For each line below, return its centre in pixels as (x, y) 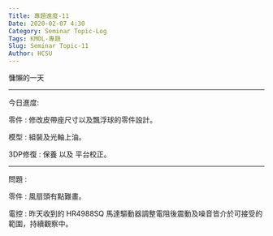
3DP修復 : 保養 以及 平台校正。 (60, 154)
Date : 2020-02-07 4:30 (47, 24)
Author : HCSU (30, 54)
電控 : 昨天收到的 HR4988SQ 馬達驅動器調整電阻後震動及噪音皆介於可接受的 (135, 213)
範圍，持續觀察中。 (41, 223)
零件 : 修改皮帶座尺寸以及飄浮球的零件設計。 (82, 120)
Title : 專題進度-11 (39, 16)
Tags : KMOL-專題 (35, 39)
